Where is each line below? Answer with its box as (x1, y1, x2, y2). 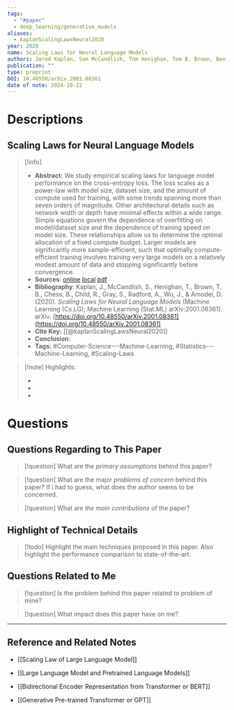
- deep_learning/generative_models (13, 23, 117, 30)
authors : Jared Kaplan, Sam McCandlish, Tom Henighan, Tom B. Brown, (7, 56, 214, 63)
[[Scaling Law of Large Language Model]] (17, 655, 137, 663)
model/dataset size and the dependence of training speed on (34, 223, 210, 232)
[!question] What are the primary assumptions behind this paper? (24, 462, 212, 471)
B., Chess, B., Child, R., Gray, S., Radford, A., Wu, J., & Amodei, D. (34, 290, 223, 299)
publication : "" (7, 62, 54, 69)
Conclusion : (34, 334, 71, 343)
